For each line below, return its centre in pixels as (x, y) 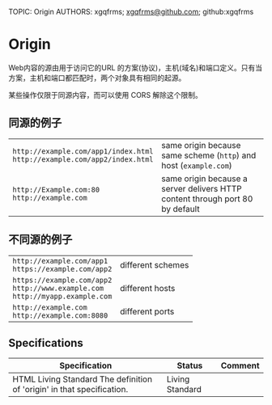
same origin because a (205, 179)
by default (181, 209)
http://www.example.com (58, 288)
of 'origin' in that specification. (70, 390)
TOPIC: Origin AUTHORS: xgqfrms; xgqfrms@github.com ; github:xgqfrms (131, 12)
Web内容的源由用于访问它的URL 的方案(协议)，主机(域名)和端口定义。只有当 (136, 67)
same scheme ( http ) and (209, 155)
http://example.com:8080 (60, 315)
